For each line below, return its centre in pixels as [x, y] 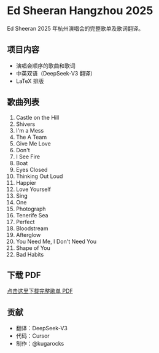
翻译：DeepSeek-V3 [42, 328]
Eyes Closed [32, 169]
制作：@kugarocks [40, 344]
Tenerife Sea [32, 215]
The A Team [31, 137]
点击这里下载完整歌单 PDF [40, 291]
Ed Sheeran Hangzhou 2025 [80, 11]
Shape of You [33, 248]
